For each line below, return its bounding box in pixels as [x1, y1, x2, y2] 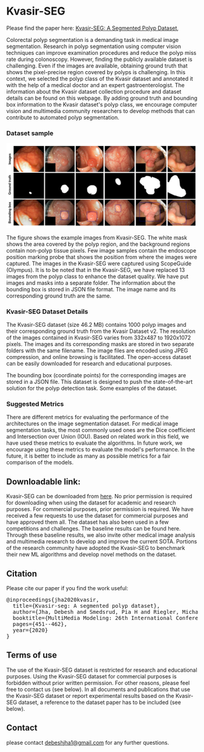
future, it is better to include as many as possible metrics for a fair [6, 452, 171, 460]
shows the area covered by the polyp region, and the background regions [6, 240, 190, 248]
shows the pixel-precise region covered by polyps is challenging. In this [6, 68, 186, 75]
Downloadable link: [6, 476, 81, 487]
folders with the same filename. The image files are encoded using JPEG [6, 347, 188, 354]
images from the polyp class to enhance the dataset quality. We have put [6, 273, 189, 280]
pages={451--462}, [12, 621, 68, 627]
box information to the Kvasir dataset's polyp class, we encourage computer [6, 100, 197, 108]
